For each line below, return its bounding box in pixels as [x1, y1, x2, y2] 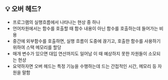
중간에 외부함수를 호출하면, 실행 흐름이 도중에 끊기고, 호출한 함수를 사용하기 [12, 38, 161, 44]
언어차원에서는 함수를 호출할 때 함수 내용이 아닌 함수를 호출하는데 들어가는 [12, 25, 158, 31]
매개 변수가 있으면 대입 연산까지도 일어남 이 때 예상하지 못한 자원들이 [12, 50, 147, 56]
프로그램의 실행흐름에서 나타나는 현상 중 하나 [12, 19, 101, 25]
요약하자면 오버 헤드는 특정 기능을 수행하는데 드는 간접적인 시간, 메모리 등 [12, 63, 157, 69]
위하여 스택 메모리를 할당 [12, 44, 62, 50]
